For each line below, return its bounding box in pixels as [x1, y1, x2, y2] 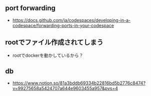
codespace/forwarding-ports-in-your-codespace [12, 22, 114, 28]
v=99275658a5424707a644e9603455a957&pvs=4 [12, 86, 118, 92]
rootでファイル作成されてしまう [5, 38, 103, 47]
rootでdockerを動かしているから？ [12, 52, 83, 58]
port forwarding [5, 4, 56, 12]
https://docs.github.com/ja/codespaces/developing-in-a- [12, 17, 131, 23]
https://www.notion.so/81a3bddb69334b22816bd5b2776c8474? [12, 80, 146, 86]
